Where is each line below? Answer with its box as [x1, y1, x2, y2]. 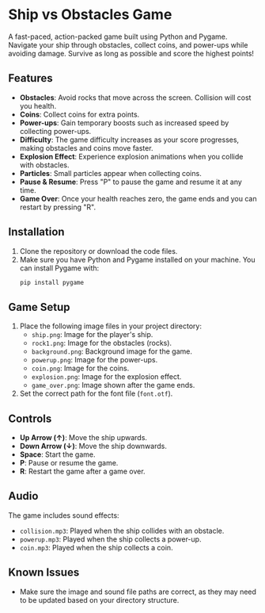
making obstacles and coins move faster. [19, 143, 153, 152]
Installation [8, 225, 65, 239]
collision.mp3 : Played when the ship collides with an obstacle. [19, 526, 225, 535]
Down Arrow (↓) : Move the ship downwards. [19, 442, 168, 451]
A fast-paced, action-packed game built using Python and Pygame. [8, 32, 228, 41]
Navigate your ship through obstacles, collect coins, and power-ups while [8, 40, 248, 49]
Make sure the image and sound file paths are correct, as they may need [19, 587, 257, 596]
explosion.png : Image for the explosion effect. [31, 372, 182, 381]
